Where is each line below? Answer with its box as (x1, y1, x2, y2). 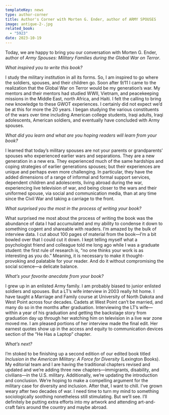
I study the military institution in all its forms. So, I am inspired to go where (5, 74, 158, 80)
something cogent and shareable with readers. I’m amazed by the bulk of (5, 225, 157, 232)
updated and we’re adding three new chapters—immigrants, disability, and (5, 367, 159, 373)
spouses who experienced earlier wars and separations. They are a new (5, 152, 155, 159)
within (5, 310, 18, 316)
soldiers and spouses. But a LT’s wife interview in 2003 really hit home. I (5, 288, 155, 294)
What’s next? (5, 341, 33, 347)
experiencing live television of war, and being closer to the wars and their (5, 185, 157, 191)
